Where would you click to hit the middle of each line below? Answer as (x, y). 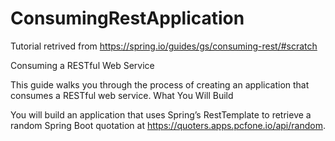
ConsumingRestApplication (127, 18)
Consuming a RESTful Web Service (82, 65)
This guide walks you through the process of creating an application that (160, 84)
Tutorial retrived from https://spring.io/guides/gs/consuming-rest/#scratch (164, 46)
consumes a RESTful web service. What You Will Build (122, 95)
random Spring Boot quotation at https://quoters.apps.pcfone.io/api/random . (168, 125)
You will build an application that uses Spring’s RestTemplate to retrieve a (161, 114)
